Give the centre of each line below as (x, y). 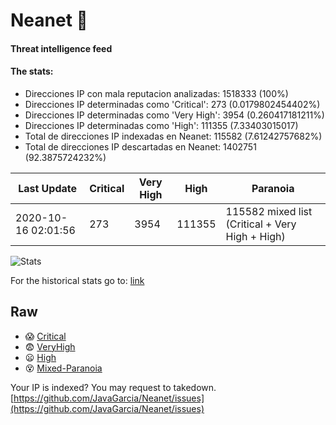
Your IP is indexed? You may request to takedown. (113, 387)
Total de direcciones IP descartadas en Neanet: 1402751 (140, 146)
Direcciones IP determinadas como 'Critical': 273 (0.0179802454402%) (172, 104)
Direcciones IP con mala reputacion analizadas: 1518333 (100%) (156, 93)
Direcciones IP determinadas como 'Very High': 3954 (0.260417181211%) (174, 115)
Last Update (48, 188)
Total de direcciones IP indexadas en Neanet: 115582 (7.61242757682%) (173, 136)
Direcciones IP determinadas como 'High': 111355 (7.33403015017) (161, 125)
